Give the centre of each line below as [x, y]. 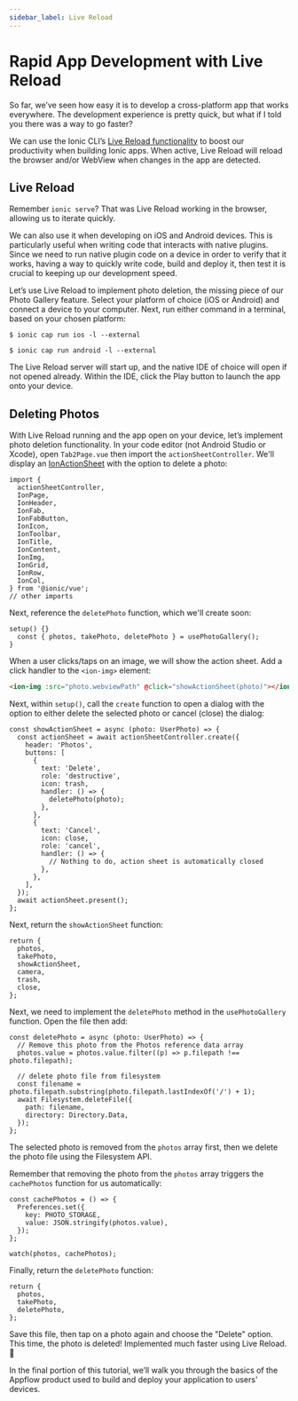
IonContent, [39, 550]
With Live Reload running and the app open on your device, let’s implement [146, 435]
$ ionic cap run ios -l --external [75, 335]
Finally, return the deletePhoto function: [81, 1270]
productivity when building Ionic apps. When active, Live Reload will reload [146, 150]
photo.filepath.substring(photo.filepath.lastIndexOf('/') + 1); [132, 1092]
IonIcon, [33, 526]
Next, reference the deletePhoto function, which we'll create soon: [130, 613]
